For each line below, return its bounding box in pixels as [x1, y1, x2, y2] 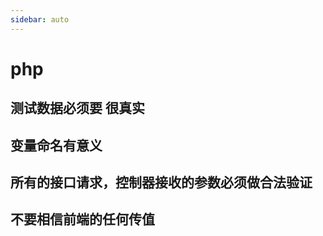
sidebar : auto [10, 14, 70, 25]
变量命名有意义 [10, 137, 103, 154]
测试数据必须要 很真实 [10, 100, 145, 117]
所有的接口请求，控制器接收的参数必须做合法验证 [10, 174, 313, 191]
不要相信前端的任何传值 [10, 211, 155, 228]
